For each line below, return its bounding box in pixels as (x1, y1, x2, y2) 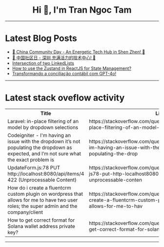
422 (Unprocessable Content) (7, 176, 77, 183)
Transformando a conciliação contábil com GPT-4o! (12, 70, 116, 76)
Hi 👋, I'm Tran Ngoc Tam (32, 4, 132, 16)
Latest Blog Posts (5, 33, 77, 44)
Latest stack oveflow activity (5, 92, 125, 103)
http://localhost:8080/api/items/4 (7, 170, 84, 177)
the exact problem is (7, 156, 55, 163)
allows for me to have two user (7, 196, 78, 203)
